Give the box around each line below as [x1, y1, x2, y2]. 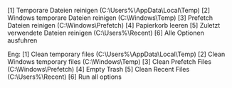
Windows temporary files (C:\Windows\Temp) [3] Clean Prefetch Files [7, 57, 212, 66]
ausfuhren [7, 36, 38, 45]
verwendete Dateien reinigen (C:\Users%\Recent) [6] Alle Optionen [7, 28, 204, 37]
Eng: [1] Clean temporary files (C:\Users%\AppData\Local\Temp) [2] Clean [7, 50, 226, 58]
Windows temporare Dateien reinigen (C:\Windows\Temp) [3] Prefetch [7, 13, 213, 22]
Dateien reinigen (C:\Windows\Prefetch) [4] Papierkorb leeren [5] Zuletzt [7, 21, 221, 29]
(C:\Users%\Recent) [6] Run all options [7, 72, 122, 81]
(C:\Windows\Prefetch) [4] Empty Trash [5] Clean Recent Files [7, 65, 190, 73]
